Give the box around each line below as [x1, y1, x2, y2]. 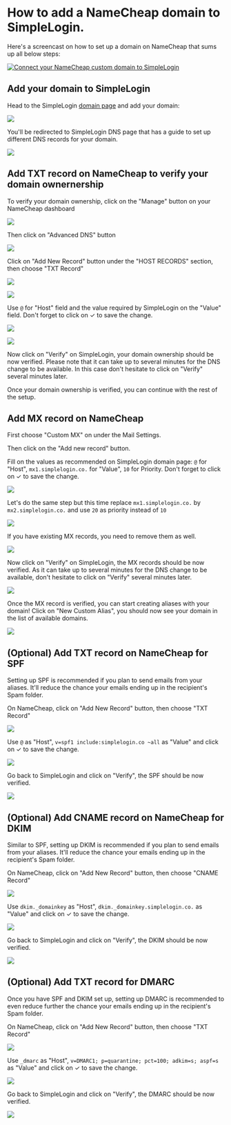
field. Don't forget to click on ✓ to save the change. [7, 310, 153, 319]
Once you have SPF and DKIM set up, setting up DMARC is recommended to [7, 995, 225, 1003]
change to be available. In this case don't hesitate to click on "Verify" [7, 364, 203, 373]
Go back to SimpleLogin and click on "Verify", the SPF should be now [7, 771, 204, 780]
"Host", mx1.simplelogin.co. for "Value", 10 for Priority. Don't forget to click [7, 465, 221, 473]
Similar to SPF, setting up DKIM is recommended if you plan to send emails [7, 841, 219, 849]
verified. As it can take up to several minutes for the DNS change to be [7, 566, 208, 574]
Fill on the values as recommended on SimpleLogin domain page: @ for [7, 457, 208, 466]
